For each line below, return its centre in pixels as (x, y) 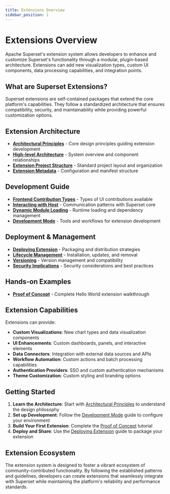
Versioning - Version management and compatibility (68, 260)
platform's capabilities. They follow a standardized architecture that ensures (85, 104)
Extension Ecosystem (40, 453)
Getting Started (30, 392)
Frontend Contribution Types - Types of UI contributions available (82, 199)
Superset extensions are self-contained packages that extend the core (79, 99)
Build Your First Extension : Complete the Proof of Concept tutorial (82, 426)
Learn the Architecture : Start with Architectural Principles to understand (89, 404)
